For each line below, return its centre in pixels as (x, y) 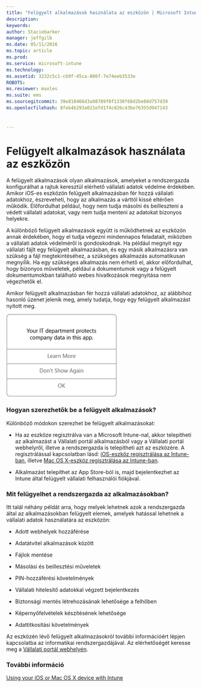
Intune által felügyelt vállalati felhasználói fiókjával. (78, 478)
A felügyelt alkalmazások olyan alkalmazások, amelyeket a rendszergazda (98, 180)
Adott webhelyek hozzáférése (52, 532)
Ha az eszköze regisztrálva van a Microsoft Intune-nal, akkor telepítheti (103, 435)
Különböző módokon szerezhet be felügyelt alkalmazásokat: (81, 423)
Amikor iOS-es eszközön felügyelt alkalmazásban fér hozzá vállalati (90, 193)
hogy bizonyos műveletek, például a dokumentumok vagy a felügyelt (91, 269)
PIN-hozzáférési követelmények (54, 578)
